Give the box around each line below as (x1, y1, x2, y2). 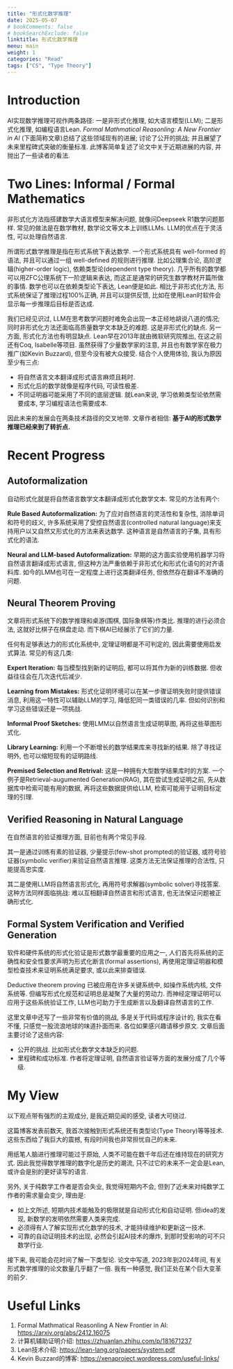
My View (7, 1088, 59, 1104)
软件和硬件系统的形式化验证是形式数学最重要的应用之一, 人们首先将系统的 (7, 948, 218, 956)
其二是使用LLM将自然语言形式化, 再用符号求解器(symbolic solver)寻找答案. (7, 880, 221, 889)
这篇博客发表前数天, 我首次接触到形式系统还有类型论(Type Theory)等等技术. (7, 1126, 225, 1134)
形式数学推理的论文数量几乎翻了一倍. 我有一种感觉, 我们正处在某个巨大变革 (7, 1264, 221, 1273)
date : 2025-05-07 (7, 17, 58, 24)
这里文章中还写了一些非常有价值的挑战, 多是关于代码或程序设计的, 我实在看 (7, 1013, 221, 1021)
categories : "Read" (7, 56, 64, 63)
